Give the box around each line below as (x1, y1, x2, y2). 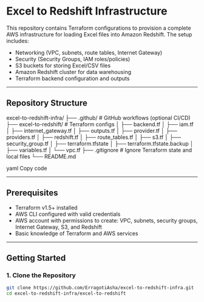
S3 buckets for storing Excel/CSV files (15, 62, 111, 69)
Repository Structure (6, 98, 88, 109)
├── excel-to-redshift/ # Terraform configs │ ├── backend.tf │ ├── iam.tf (6, 120, 194, 128)
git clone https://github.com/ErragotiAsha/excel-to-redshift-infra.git (6, 285, 194, 291)
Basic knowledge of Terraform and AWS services (15, 229, 138, 237)
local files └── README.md (6, 153, 76, 160)
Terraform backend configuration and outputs (15, 75, 130, 82)
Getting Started (6, 253, 66, 263)
